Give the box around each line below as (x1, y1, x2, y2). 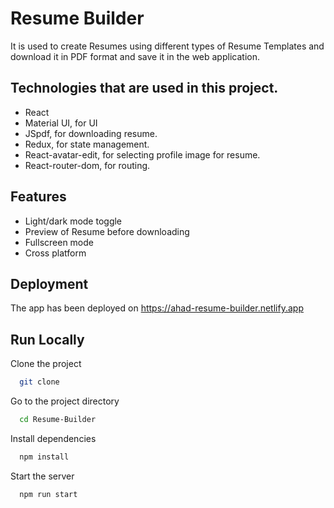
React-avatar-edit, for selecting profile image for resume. (24, 148, 261, 161)
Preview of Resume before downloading (24, 225, 190, 237)
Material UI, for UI (24, 117, 98, 129)
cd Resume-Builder (19, 415, 97, 425)
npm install (19, 452, 70, 462)
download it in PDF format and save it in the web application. (10, 50, 260, 62)
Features (10, 188, 67, 206)
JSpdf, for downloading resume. (24, 127, 158, 139)
